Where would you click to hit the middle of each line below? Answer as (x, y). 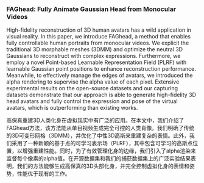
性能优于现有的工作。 (44, 174)
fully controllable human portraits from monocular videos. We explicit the (98, 43)
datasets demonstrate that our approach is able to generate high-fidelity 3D (101, 95)
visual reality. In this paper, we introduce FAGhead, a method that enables (98, 37)
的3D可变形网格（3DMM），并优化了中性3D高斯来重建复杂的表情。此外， (98, 135)
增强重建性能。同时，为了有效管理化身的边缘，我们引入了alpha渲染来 (109, 151)
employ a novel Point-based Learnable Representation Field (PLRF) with (97, 62)
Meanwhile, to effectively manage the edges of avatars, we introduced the (100, 76)
